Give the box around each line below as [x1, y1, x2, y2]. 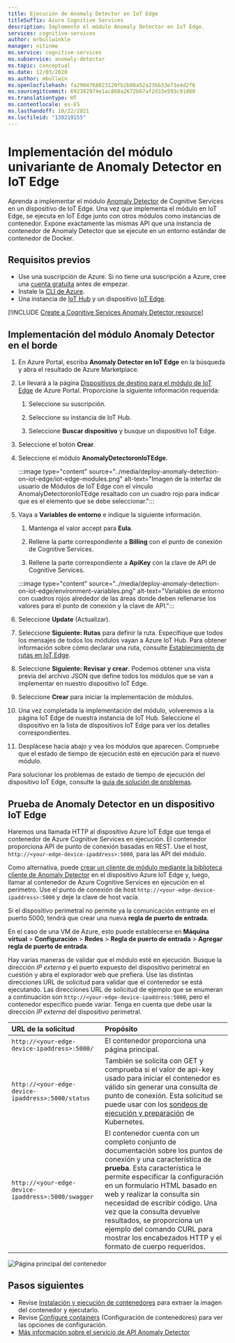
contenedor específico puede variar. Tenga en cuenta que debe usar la [8, 1000, 212, 1008]
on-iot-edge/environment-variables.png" [17, 587, 136, 595]
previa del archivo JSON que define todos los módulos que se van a [17, 672, 213, 680]
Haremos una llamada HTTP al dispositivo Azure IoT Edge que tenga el [8, 827, 211, 836]
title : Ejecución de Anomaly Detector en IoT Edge [8, 10, 158, 17]
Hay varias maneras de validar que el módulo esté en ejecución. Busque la [8, 956, 222, 963]
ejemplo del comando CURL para [105, 1224, 213, 1233]
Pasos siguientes [8, 1280, 84, 1291]
